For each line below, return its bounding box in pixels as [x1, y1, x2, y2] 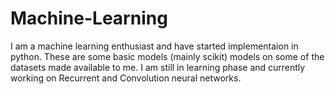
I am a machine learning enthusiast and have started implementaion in [10, 40, 299, 52]
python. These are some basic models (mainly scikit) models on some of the [10, 50, 325, 62]
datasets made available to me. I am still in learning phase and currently [10, 61, 306, 73]
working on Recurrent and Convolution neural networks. [10, 72, 242, 84]
